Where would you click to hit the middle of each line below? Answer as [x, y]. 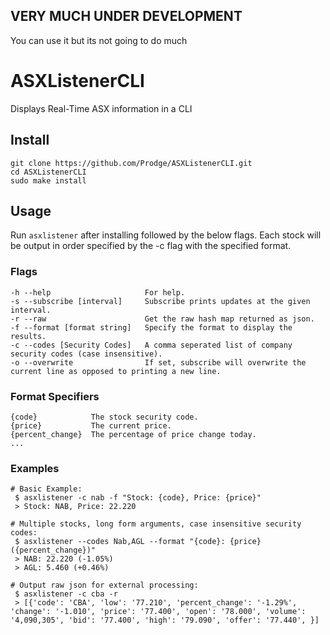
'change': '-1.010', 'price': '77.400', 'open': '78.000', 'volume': [158, 612]
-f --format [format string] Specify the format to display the [151, 327]
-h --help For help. [98, 292]
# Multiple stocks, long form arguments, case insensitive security [156, 524]
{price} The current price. [91, 425]
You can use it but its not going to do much [99, 40]
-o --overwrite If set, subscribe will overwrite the [158, 362]
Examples [35, 468]
